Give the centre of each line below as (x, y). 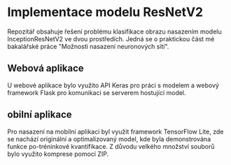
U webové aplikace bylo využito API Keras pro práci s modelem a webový (113, 85)
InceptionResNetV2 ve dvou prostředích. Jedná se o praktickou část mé (111, 38)
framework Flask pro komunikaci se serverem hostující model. (97, 92)
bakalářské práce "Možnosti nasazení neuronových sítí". (88, 46)
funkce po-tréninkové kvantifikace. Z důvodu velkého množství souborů (111, 146)
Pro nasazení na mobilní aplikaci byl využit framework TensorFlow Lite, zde (115, 131)
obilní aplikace (40, 115)
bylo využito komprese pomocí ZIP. (58, 154)
